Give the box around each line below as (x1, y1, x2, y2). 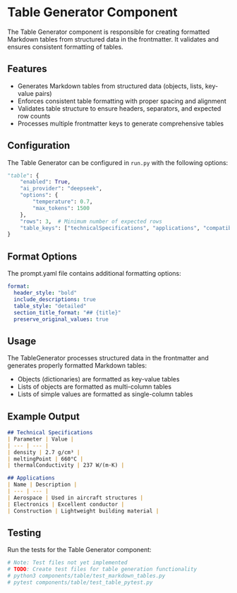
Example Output (7, 410, 80, 422)
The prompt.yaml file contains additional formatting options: (7, 269, 181, 278)
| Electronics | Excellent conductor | (7, 501, 125, 508)
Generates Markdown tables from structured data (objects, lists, (17, 82, 204, 90)
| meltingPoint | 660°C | (7, 456, 83, 463)
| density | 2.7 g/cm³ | (7, 448, 80, 456)
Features (7, 63, 47, 75)
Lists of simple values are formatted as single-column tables (17, 390, 193, 398)
